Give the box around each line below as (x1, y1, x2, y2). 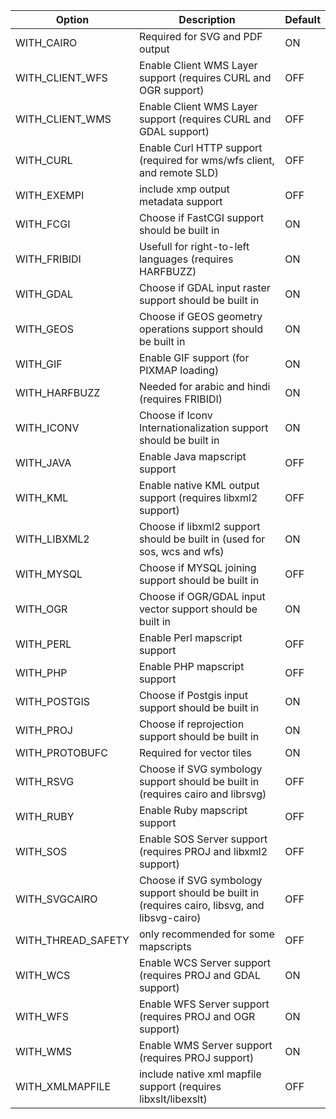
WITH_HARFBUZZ (15, 386, 101, 399)
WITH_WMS (15, 1045, 73, 1058)
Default (284, 13, 321, 26)
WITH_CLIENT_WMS (15, 112, 112, 126)
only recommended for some (138, 927, 275, 941)
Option (55, 13, 90, 26)
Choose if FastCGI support (138, 211, 264, 224)
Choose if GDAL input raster (138, 281, 271, 294)
